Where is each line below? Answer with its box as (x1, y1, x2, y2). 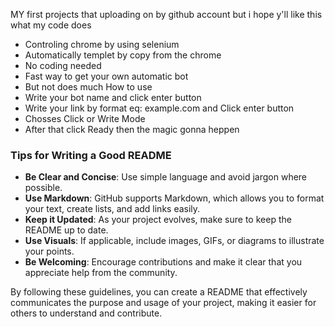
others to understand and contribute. (10, 307, 163, 319)
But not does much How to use (24, 81, 153, 93)
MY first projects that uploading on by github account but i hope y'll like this (10, 9, 323, 20)
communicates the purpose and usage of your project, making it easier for (10, 297, 317, 309)
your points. (24, 245, 75, 258)
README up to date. (24, 224, 109, 236)
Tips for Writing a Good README (10, 148, 172, 162)
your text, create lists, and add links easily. (24, 203, 201, 215)
